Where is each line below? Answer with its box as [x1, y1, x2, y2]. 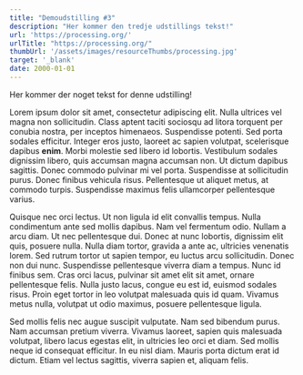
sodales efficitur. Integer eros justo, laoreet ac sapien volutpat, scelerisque [9, 136, 289, 147]
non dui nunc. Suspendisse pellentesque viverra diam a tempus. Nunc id [9, 259, 281, 270]
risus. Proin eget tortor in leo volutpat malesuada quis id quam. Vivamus [9, 289, 279, 299]
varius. [9, 193, 35, 205]
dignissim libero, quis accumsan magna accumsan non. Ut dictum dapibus [9, 155, 288, 166]
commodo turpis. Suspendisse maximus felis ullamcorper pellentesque [9, 184, 276, 195]
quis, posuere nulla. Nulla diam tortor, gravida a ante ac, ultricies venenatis [9, 240, 289, 251]
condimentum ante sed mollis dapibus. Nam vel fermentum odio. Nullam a [9, 220, 287, 232]
